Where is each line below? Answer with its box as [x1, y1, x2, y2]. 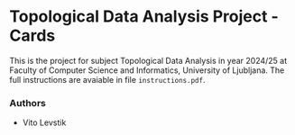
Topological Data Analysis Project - [9, 6, 280, 27]
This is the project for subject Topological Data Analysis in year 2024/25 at [9, 55, 288, 66]
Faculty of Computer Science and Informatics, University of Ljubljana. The [9, 65, 285, 76]
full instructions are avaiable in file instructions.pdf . [9, 74, 206, 85]
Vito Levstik [22, 117, 67, 128]
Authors [9, 96, 47, 109]
